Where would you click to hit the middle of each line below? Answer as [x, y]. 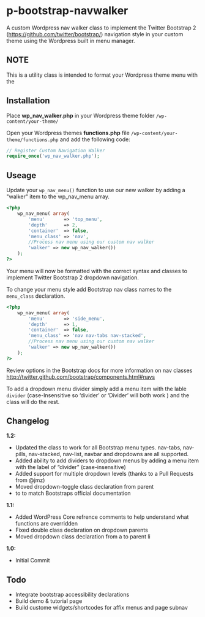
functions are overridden [47, 524]
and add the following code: [95, 139]
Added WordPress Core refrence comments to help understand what [102, 517]
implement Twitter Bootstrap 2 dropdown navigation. [73, 277]
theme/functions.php [33, 140]
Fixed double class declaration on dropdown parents [81, 530]
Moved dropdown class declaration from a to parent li [83, 537]
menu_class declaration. [36, 296]
